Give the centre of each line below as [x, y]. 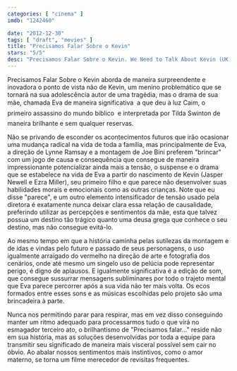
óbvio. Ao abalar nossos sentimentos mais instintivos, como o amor [105, 352]
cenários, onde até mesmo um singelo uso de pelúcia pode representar [111, 263]
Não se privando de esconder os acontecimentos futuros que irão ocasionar [118, 137]
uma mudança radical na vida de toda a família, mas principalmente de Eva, [117, 144]
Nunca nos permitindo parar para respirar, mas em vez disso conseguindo [115, 314]
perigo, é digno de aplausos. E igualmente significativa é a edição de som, [115, 271]
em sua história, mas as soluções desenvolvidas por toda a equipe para [111, 337]
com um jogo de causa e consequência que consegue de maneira [103, 159]
